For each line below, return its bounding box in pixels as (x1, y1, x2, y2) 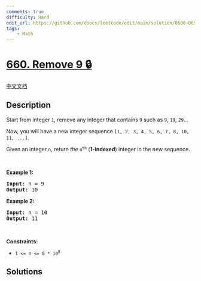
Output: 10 (6, 186, 38, 193)
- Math (17, 31, 33, 37)
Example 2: (6, 197, 35, 204)
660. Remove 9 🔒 (6, 58, 92, 72)
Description (6, 100, 51, 111)
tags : (6, 25, 20, 32)
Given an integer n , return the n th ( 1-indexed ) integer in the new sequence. (6, 145, 190, 152)
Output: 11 (6, 215, 38, 222)
